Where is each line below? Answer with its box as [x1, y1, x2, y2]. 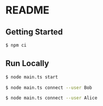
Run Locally [5, 59, 49, 69]
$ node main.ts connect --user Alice [5, 95, 98, 101]
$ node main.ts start [5, 74, 59, 80]
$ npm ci [5, 42, 27, 48]
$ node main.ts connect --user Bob [5, 84, 92, 91]
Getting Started [5, 27, 63, 37]
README [5, 4, 50, 17]
